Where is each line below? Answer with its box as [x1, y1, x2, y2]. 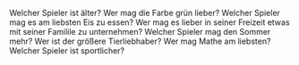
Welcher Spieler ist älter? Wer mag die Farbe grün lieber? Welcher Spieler [9, 8, 280, 18]
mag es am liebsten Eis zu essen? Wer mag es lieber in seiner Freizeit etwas [9, 17, 290, 28]
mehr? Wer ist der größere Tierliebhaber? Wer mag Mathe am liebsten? [9, 36, 271, 46]
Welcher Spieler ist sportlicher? [9, 45, 125, 56]
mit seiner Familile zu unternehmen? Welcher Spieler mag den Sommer [9, 27, 271, 37]
